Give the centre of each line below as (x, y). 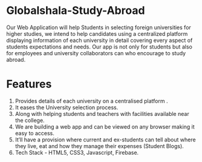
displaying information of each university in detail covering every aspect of (99, 40)
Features (29, 84)
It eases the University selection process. (67, 107)
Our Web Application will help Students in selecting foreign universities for (99, 27)
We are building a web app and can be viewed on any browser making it (105, 127)
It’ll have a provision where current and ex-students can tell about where (105, 140)
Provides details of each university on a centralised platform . (91, 101)
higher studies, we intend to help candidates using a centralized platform (97, 33)
